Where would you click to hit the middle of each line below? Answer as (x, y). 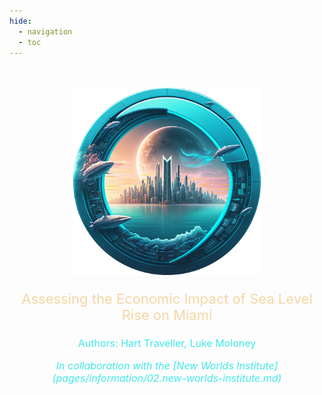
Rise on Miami (167, 315)
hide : (20, 21)
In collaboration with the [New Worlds (144, 366)
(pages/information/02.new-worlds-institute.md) (167, 378)
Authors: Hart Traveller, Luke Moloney (167, 343)
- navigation (45, 31)
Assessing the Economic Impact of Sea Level (167, 299)
